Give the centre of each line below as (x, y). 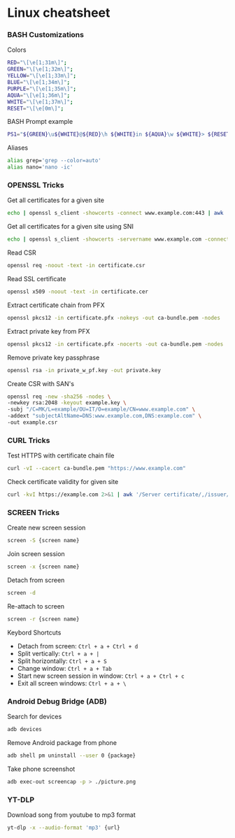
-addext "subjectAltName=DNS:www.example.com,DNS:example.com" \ (104, 416)
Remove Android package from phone (62, 742)
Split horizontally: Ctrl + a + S (62, 661)
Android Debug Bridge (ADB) (57, 701)
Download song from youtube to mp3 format (72, 815)
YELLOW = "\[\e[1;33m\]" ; (42, 76)
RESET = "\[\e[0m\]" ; (36, 108)
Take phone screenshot (41, 769)
